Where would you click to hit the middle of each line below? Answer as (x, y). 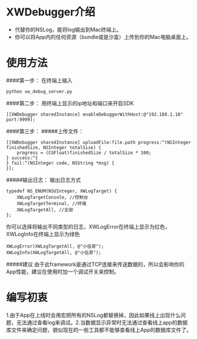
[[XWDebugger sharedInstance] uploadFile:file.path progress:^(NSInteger (99, 142)
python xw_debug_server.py (39, 91)
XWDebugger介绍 (51, 12)
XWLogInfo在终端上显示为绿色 (43, 234)
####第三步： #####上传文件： (45, 131)
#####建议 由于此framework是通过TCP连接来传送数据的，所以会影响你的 (95, 264)
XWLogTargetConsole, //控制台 (52, 197)
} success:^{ (22, 158)
